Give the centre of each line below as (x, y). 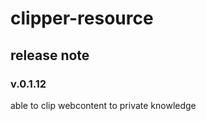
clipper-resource (82, 18)
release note (50, 55)
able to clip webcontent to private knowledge (103, 105)
